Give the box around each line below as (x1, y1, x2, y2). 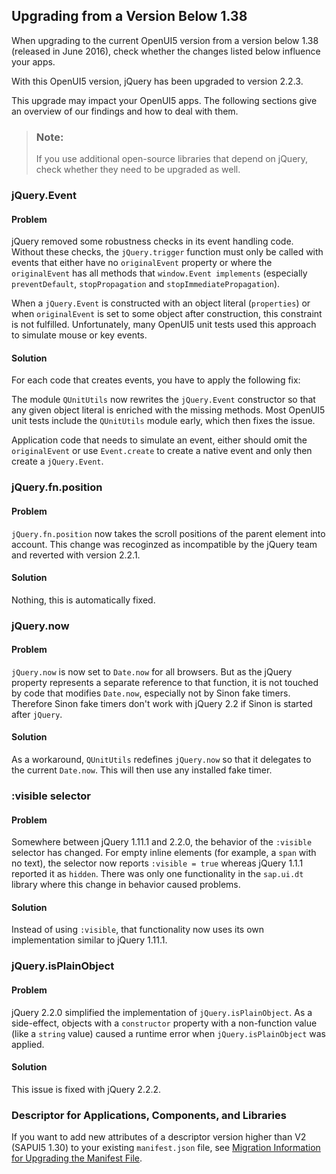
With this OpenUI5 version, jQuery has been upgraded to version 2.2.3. (11, 75, 304, 87)
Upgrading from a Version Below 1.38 (11, 8, 248, 25)
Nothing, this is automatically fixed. (11, 594, 156, 606)
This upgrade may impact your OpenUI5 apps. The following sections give (11, 94, 318, 106)
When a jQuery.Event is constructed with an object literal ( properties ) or (11, 297, 311, 309)
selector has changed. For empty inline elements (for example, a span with (11, 847, 317, 859)
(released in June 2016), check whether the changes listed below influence (11, 45, 321, 57)
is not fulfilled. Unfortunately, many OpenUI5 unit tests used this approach (11, 319, 317, 331)
